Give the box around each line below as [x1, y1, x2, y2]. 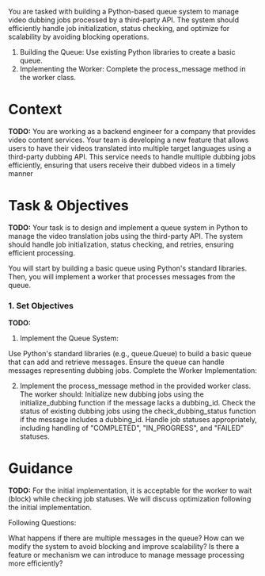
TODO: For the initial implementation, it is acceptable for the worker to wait [8, 486, 252, 495]
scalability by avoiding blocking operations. [8, 32, 150, 41]
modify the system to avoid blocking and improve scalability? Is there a [8, 542, 240, 551]
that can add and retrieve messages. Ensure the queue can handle [8, 357, 225, 367]
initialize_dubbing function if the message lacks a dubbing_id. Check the [19, 398, 256, 408]
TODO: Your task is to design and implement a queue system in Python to [8, 222, 248, 232]
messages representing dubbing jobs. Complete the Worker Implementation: [8, 366, 257, 375]
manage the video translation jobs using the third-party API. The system [8, 231, 244, 240]
